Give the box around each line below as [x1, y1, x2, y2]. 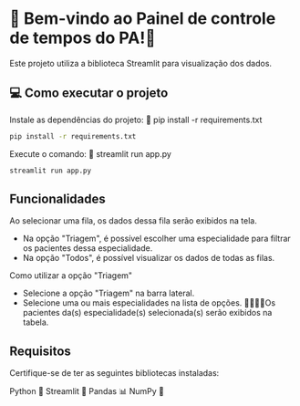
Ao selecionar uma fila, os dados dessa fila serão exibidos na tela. [9, 215, 257, 226]
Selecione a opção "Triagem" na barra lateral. [22, 287, 195, 299]
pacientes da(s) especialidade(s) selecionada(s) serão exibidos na [22, 307, 273, 318]
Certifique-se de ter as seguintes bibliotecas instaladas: [9, 368, 220, 379]
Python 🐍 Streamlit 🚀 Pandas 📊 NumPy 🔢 [9, 386, 164, 397]
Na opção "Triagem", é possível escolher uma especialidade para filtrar [22, 233, 292, 245]
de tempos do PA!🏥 [9, 27, 157, 48]
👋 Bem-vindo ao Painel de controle [9, 8, 276, 29]
